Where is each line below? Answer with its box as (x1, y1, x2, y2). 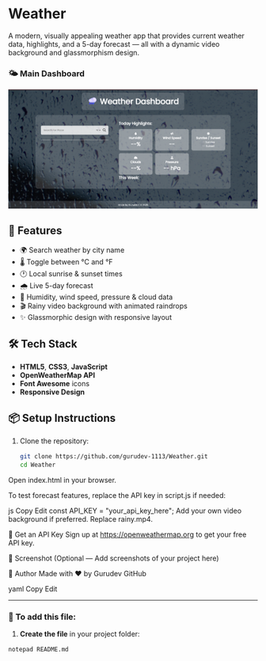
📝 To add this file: (8, 611, 77, 622)
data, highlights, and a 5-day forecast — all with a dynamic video (8, 39, 220, 48)
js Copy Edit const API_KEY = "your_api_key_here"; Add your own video (8, 506, 242, 515)
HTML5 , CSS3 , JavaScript (19, 362, 108, 372)
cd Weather (19, 461, 56, 469)
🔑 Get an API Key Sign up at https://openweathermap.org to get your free (8, 530, 247, 539)
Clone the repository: (19, 436, 89, 446)
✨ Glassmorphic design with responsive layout (19, 313, 173, 322)
